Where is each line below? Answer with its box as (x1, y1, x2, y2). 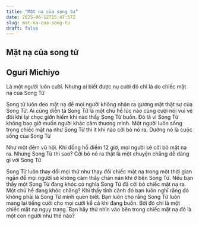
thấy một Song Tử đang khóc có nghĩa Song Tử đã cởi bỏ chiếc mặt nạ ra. (6, 180, 186, 188)
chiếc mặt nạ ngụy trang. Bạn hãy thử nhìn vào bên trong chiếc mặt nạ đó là (6, 206, 192, 213)
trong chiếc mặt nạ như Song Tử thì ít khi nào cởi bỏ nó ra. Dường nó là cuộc (6, 126, 193, 134)
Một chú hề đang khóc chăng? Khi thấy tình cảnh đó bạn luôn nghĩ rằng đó (6, 187, 189, 194)
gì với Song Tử (6, 157, 42, 164)
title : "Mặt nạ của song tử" (6, 8, 78, 15)
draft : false (6, 25, 39, 31)
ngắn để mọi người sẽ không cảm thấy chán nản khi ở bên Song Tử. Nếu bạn (6, 175, 194, 182)
